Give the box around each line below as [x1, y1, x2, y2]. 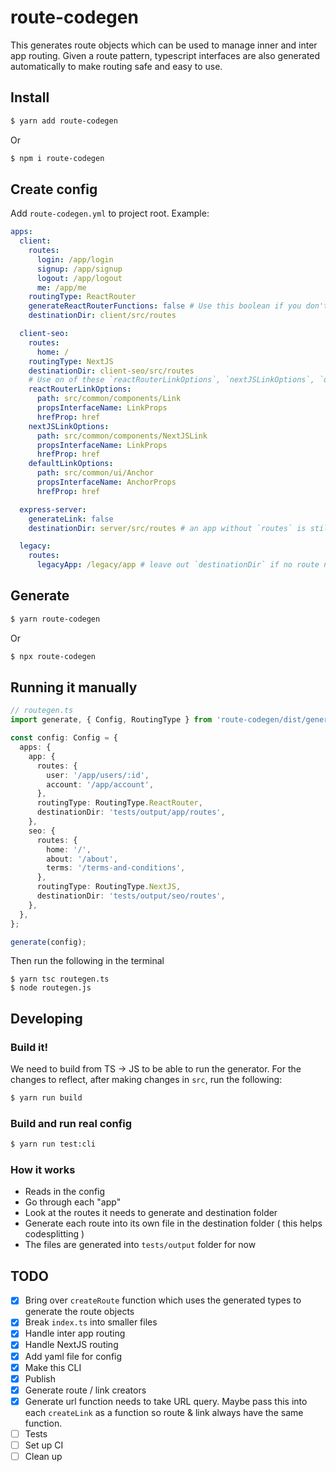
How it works [10, 1163, 76, 1177]
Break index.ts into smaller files [24, 1316, 158, 1328]
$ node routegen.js [10, 983, 92, 993]
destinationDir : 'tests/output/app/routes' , [36, 807, 226, 818]
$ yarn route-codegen [10, 614, 101, 624]
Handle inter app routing [24, 1327, 126, 1340]
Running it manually [10, 679, 138, 696]
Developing [10, 1010, 83, 1027]
